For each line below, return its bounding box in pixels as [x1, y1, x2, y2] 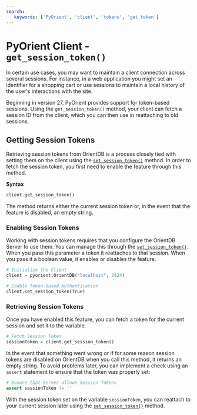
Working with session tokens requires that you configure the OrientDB [6, 237, 176, 244]
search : [6, 8, 25, 15]
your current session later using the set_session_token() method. [6, 402, 165, 409]
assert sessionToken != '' [6, 385, 72, 391]
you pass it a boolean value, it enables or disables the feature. [6, 256, 156, 263]
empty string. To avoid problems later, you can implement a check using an [6, 362, 188, 369]
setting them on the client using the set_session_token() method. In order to [6, 157, 191, 164]
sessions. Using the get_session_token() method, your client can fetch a [6, 105, 182, 112]
